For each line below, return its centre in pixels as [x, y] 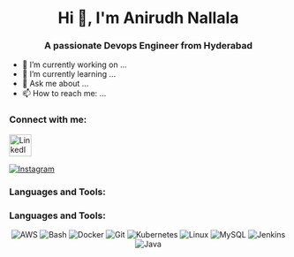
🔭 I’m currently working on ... [74, 64]
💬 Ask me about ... [55, 84]
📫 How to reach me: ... [64, 94]
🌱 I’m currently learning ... [69, 74]
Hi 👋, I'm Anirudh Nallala [148, 18]
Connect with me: [48, 120]
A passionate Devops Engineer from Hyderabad [148, 46]
